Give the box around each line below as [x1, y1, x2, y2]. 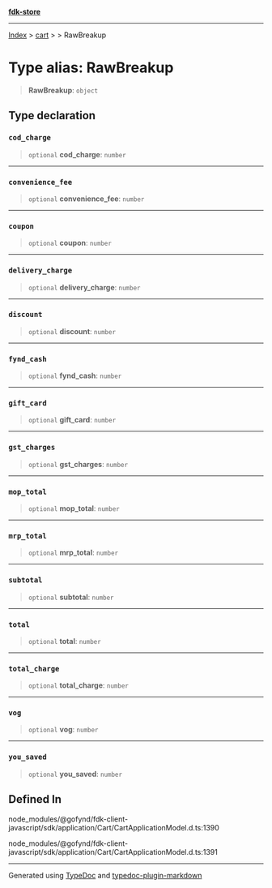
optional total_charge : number [28, 680, 130, 690]
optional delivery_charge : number [28, 282, 141, 292]
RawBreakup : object [28, 85, 99, 95]
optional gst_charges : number [28, 459, 128, 469]
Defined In [8, 792, 62, 806]
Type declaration [8, 109, 96, 122]
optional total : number [28, 636, 101, 646]
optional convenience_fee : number [28, 194, 145, 204]
